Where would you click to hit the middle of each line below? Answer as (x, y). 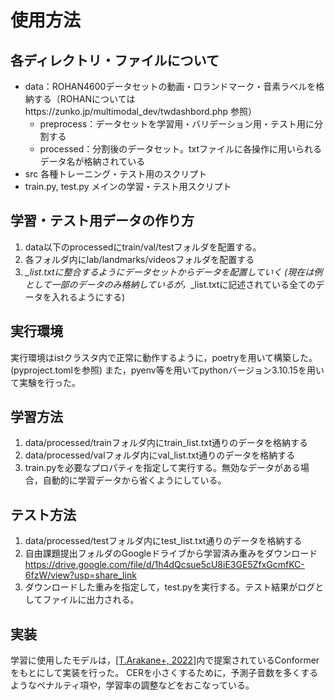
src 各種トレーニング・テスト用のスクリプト (116, 174)
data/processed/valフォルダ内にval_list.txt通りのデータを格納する (160, 455)
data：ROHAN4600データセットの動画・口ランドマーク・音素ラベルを (170, 86)
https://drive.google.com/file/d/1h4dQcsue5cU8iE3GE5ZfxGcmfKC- (164, 565)
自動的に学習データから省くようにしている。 (134, 480)
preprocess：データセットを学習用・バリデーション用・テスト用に (177, 124)
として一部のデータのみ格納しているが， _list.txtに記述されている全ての (170, 284)
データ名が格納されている (92, 161)
